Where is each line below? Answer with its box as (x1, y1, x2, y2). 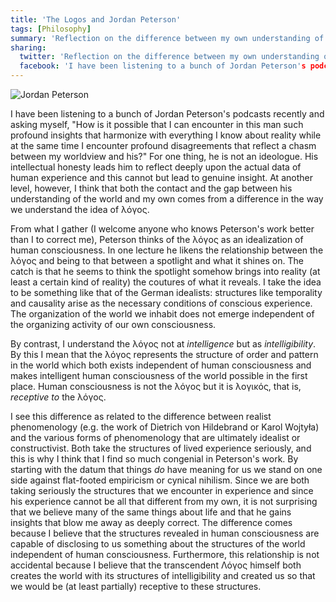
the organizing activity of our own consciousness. (10, 319, 217, 330)
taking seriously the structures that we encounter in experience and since (10, 485, 314, 496)
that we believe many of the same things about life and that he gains (10, 506, 292, 518)
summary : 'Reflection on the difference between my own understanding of (10, 33, 325, 43)
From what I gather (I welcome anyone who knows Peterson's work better (10, 223, 315, 235)
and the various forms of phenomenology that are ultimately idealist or (10, 432, 301, 443)
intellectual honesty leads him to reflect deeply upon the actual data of (10, 161, 302, 173)
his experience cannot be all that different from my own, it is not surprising (10, 496, 318, 507)
